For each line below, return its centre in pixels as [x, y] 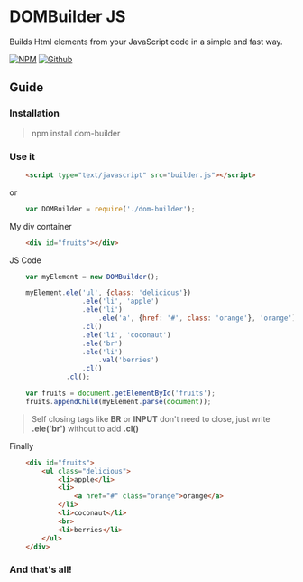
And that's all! [41, 569]
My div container [41, 226]
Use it [23, 156]
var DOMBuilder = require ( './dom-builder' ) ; [110, 209]
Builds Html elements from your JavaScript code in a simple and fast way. [146, 42]
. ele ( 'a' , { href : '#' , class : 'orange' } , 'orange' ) [197, 318]
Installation [35, 113]
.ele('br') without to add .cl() [85, 428]
